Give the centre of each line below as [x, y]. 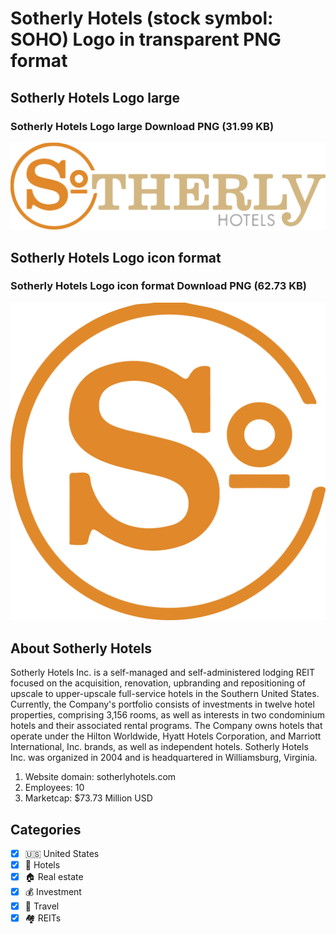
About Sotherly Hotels [81, 648]
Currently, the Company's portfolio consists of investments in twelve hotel [162, 704]
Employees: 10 [54, 788]
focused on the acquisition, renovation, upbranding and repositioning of [158, 683]
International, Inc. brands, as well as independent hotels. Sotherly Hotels [159, 747]
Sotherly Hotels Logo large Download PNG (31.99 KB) [142, 126]
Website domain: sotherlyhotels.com [100, 777]
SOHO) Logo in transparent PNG [146, 39]
